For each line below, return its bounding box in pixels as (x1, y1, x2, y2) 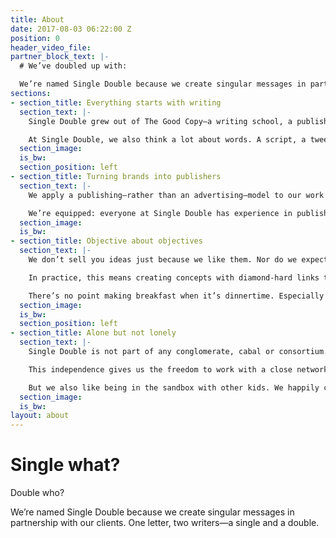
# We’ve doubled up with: (19, 61, 128, 71)
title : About (10, 14, 65, 25)
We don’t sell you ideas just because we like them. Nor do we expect (28, 255, 329, 265)
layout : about (10, 411, 70, 421)
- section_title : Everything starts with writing (10, 97, 222, 108)
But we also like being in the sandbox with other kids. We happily (28, 382, 320, 393)
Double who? (10, 487, 65, 499)
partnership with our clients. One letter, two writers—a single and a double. (10, 517, 320, 529)
